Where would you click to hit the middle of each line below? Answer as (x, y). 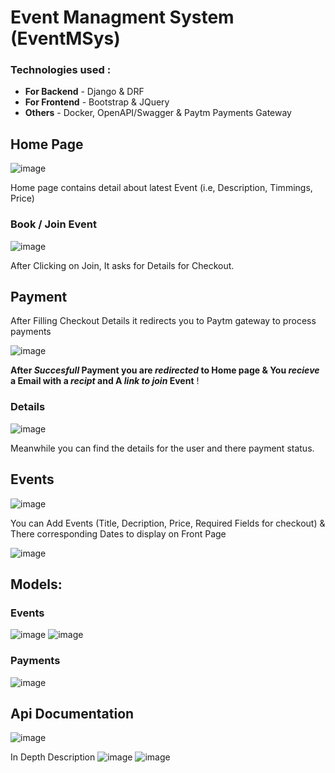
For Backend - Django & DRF (84, 92)
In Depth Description (53, 757)
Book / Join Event (53, 224)
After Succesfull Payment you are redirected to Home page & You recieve (165, 370)
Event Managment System (122, 17)
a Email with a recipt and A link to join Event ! (105, 381)
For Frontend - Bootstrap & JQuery (97, 102)
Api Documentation (72, 713)
